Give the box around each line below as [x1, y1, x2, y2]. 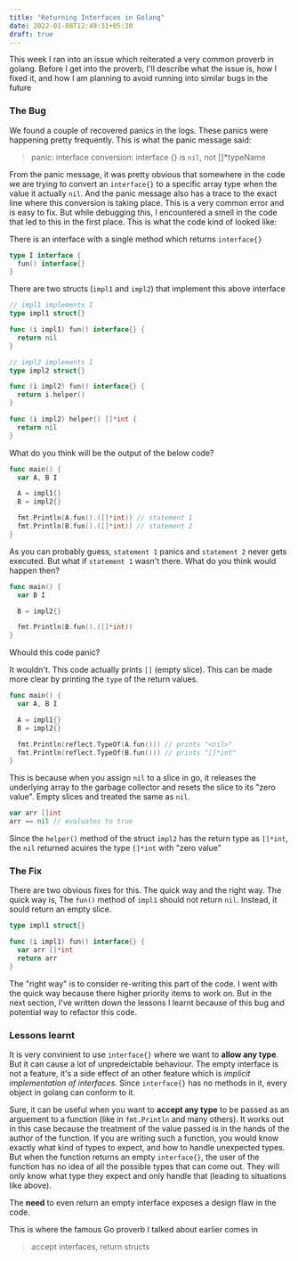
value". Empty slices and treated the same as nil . [9, 791, 191, 802]
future [9, 82, 32, 94]
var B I [17, 590, 46, 600]
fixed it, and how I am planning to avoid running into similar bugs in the [9, 73, 269, 84]
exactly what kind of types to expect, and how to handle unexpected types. [9, 1142, 286, 1153]
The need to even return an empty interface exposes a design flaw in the [9, 1198, 278, 1208]
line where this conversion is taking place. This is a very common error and [9, 197, 285, 208]
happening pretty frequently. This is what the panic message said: [9, 135, 252, 145]
